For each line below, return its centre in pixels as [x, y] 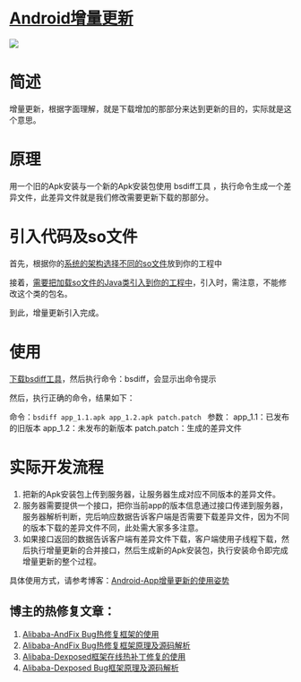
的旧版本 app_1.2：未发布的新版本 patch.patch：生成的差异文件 [125, 427]
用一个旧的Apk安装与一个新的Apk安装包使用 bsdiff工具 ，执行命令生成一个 [146, 186]
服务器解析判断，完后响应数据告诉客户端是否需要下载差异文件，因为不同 [155, 516]
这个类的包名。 [44, 293]
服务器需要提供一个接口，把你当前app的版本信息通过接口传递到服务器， [155, 505]
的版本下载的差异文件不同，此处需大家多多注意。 [112, 527]
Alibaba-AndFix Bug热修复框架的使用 [90, 635]
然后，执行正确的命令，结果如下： [72, 397]
